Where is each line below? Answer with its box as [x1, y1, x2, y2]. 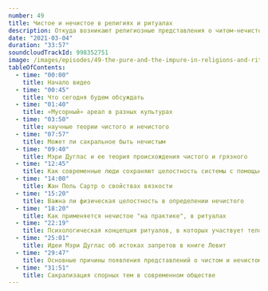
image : [8, 57, 30, 65]
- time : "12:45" [15, 160, 69, 168]
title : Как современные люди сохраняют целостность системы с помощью [22, 167, 262, 175]
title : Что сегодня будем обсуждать [22, 93, 145, 101]
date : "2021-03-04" [8, 33, 73, 42]
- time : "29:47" [15, 249, 69, 257]
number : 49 [8, 11, 45, 20]
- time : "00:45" [15, 85, 69, 94]
